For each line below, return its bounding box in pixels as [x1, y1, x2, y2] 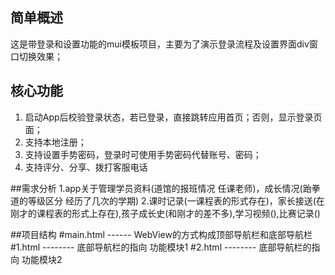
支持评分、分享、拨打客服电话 [24, 161, 148, 173]
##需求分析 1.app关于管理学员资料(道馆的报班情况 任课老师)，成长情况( [10, 182, 303, 194]
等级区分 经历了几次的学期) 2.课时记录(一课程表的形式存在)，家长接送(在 [27, 194, 325, 207]
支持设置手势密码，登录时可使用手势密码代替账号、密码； [24, 148, 262, 160]
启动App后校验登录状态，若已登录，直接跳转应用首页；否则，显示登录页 [24, 111, 323, 123]
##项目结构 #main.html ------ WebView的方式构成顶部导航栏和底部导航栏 [10, 228, 313, 240]
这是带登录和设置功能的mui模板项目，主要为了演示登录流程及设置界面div [10, 38, 310, 50]
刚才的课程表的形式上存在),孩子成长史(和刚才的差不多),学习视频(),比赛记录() [10, 207, 321, 219]
